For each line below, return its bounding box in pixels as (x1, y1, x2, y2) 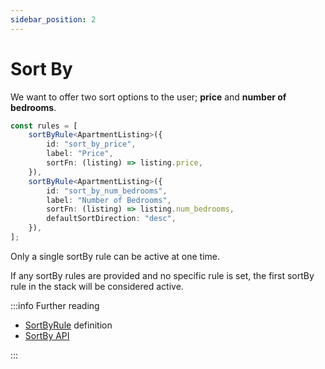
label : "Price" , (46, 149, 114, 159)
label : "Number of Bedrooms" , (46, 195, 172, 205)
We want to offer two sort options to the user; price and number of (10, 91, 287, 103)
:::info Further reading (10, 299, 100, 311)
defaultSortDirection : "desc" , (46, 214, 177, 224)
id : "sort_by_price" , (46, 139, 137, 150)
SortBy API (24, 329, 70, 341)
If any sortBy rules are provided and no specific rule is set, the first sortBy (10, 269, 315, 281)
